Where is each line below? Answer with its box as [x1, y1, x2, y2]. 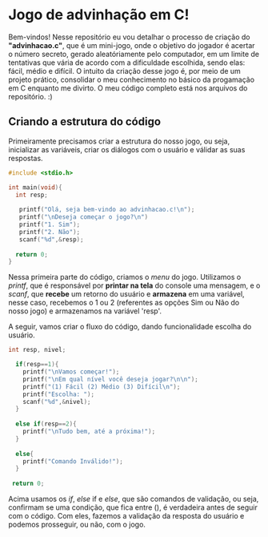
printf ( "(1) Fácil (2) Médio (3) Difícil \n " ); [22, 382, 181, 390]
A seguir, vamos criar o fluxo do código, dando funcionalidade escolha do [8, 322, 252, 332]
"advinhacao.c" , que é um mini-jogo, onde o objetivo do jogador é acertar [8, 40, 255, 50]
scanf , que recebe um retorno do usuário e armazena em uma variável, [8, 289, 246, 299]
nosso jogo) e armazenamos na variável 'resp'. [8, 306, 162, 316]
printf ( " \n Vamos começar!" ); [22, 368, 120, 376]
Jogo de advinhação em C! [8, 6, 190, 24]
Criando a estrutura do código [8, 115, 162, 129]
